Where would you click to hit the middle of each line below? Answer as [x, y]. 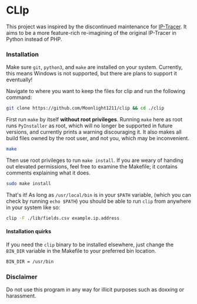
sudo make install [29, 183]
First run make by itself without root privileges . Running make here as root [94, 120]
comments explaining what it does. [48, 173]
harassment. [21, 296]
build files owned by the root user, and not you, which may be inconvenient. [98, 138]
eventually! [19, 80]
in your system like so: [33, 207]
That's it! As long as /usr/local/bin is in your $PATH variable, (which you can [99, 194]
